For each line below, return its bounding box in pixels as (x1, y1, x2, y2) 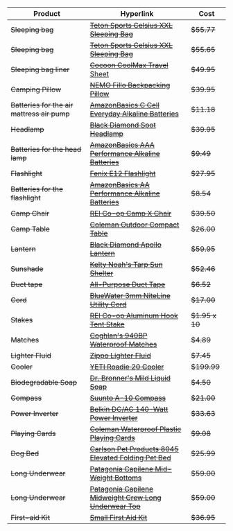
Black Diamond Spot (89, 121, 156, 130)
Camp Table (10, 225, 50, 234)
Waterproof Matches (89, 340, 157, 349)
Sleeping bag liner (10, 65, 70, 74)
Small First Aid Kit (89, 513, 148, 522)
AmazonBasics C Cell (89, 101, 159, 110)
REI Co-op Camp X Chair (89, 209, 172, 218)
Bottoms (114, 473, 142, 482)
